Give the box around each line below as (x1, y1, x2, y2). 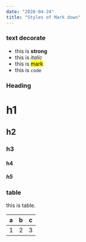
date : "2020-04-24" (6, 8, 55, 15)
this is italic (14, 54, 43, 61)
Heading (6, 81, 31, 89)
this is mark (14, 60, 43, 67)
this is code (14, 66, 42, 73)
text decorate (6, 34, 46, 42)
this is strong (14, 47, 47, 54)
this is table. (6, 202, 36, 209)
